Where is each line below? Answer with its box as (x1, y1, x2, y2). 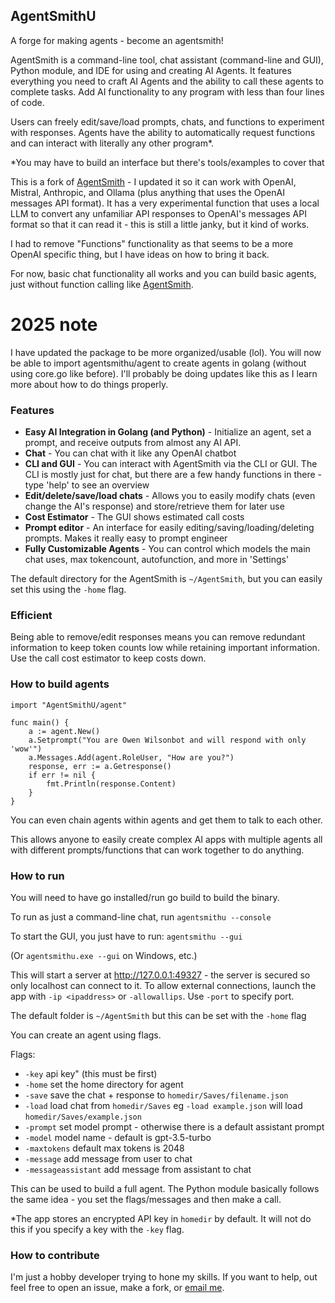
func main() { (10, 717, 70, 728)
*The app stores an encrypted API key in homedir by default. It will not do (10, 1212, 312, 1224)
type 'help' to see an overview (24, 479, 150, 491)
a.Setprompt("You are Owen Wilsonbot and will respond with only (28, 735, 307, 745)
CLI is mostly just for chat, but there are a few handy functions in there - (24, 469, 323, 481)
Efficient (10, 608, 53, 622)
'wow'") (10, 744, 43, 754)
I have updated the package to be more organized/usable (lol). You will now (10, 346, 322, 358)
